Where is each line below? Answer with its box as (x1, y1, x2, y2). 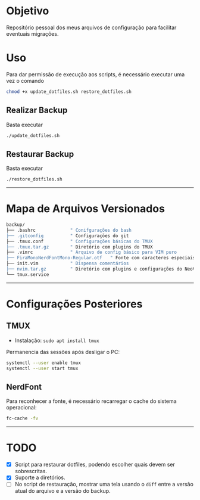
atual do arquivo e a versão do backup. (14, 487, 111, 495)
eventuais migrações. (6, 30, 59, 37)
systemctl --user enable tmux (6, 359, 82, 366)
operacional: (6, 404, 37, 411)
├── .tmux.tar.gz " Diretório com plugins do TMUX (6, 244, 153, 250)
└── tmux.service (6, 271, 49, 278)
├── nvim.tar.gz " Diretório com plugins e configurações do (6, 266, 183, 272)
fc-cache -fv (6, 415, 39, 421)
